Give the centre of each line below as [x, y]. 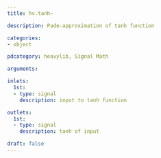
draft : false [26, 144]
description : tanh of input [59, 131]
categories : [24, 38]
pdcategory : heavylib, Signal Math [58, 57]
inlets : [18, 81]
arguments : [23, 69]
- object [20, 44]
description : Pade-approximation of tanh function [81, 26]
